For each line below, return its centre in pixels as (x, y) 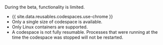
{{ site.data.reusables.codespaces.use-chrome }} (62, 16)
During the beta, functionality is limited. (45, 7)
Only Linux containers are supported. (50, 27)
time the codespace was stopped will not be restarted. (67, 37)
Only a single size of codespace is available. (57, 22)
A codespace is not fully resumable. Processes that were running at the (85, 32)
